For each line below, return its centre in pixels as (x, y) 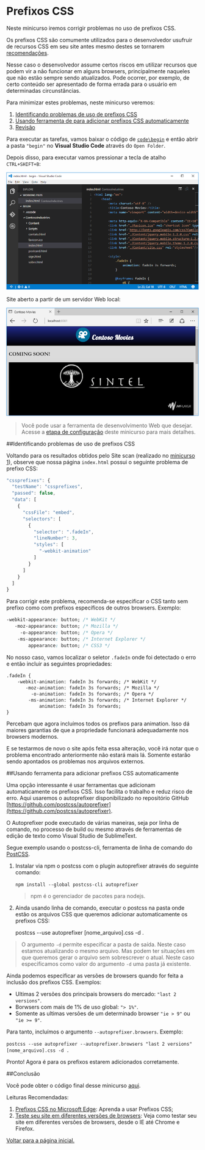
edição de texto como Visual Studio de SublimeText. (72, 836)
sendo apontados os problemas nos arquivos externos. (76, 761)
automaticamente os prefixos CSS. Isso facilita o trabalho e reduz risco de (99, 791)
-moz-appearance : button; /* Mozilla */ (67, 627)
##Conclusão (23, 1073)
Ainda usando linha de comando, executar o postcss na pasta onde (100, 908)
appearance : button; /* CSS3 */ (70, 645)
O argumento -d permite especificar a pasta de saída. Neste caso (103, 944)
